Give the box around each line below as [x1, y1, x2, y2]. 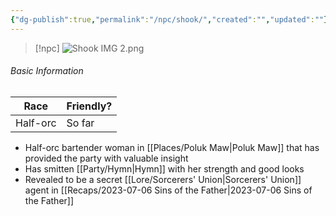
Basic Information [10, 65, 84, 77]
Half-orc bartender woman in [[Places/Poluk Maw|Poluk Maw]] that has [24, 141, 320, 153]
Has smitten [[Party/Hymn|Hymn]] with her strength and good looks [24, 162, 305, 175]
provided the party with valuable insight [24, 152, 189, 164]
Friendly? [66, 99, 113, 113]
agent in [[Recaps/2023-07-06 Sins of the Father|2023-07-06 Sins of [24, 184, 313, 196]
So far [66, 116, 95, 130]
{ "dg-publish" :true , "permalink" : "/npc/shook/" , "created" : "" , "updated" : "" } [10, 14, 329, 25]
